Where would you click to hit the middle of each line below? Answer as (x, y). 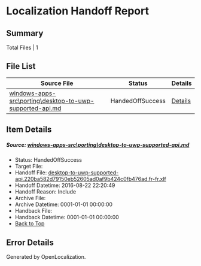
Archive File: (30, 198)
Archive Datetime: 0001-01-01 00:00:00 (63, 204)
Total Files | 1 (22, 47)
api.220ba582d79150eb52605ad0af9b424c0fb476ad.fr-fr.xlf (90, 179)
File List (21, 66)
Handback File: (33, 211)
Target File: (29, 167)
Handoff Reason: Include (45, 192)
